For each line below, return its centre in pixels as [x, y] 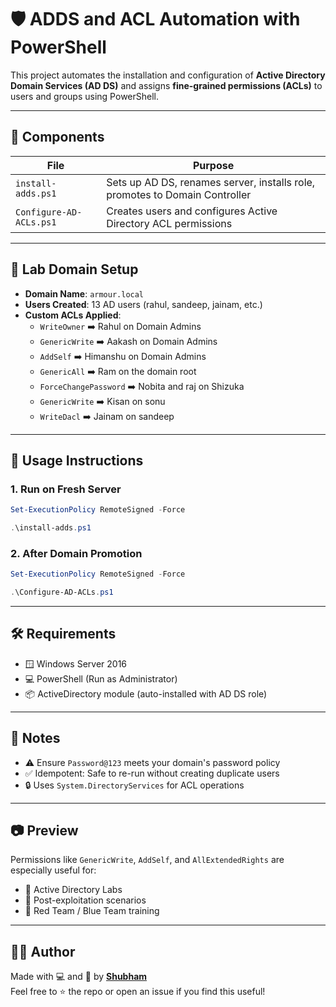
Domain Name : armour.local [84, 293]
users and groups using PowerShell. [85, 96]
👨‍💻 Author [43, 951]
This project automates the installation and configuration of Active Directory [168, 75]
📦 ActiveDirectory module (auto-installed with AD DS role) [146, 693]
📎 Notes [35, 738]
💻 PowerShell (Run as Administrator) [101, 678]
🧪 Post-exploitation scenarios [85, 900]
